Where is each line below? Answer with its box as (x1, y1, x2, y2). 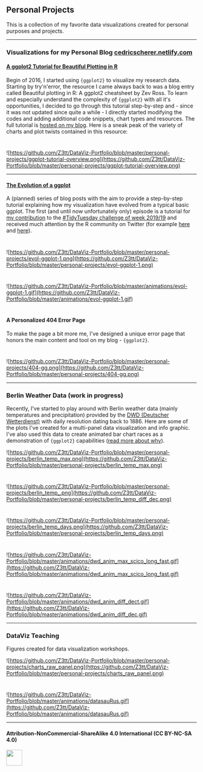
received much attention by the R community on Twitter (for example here (6, 221, 190, 228)
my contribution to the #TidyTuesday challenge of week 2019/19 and (6, 214, 177, 221)
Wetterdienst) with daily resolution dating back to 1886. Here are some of (6, 417, 188, 425)
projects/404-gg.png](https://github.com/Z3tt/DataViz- (6, 364, 144, 371)
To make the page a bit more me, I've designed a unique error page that (6, 329, 185, 337)
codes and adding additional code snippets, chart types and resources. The (6, 115, 195, 122)
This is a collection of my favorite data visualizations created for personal (6, 21, 188, 28)
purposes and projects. (6, 27, 65, 34)
